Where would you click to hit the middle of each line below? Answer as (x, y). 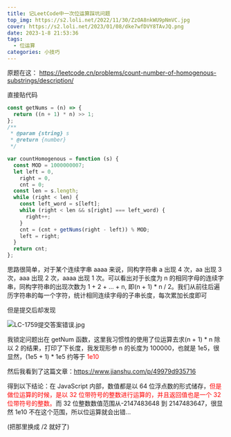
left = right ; (40, 236)
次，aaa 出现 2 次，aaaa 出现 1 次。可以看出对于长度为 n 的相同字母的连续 (113, 278)
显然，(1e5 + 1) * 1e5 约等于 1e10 (53, 356)
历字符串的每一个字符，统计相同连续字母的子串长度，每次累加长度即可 (107, 295)
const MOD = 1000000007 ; (49, 165)
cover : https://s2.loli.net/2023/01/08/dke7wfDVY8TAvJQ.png (96, 26)
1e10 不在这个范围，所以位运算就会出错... (73, 412)
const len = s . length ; (46, 191)
